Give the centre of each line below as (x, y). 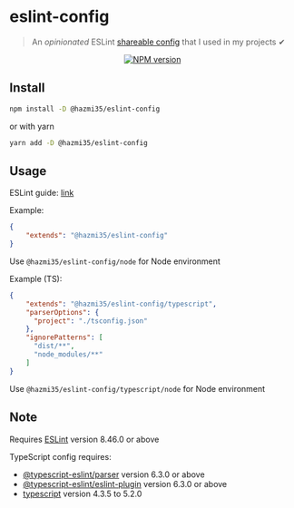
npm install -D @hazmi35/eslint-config (85, 109)
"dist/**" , (54, 347)
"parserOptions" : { (63, 312)
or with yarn (32, 126)
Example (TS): (36, 278)
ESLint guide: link (42, 193)
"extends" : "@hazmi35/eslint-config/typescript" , (122, 304)
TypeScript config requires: (60, 456)
